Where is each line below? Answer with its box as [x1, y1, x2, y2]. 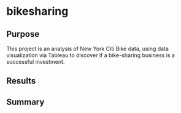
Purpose [6, 29, 40, 39]
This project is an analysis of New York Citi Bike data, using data [6, 45, 169, 52]
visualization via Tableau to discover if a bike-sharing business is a [6, 52, 175, 59]
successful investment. [6, 58, 65, 65]
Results [6, 76, 36, 87]
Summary [6, 96, 45, 107]
